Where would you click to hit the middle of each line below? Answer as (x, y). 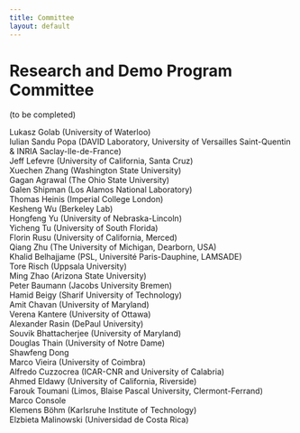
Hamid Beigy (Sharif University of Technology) (96, 295)
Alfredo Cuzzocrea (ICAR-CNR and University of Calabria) (117, 372)
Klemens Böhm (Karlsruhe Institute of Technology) (103, 410)
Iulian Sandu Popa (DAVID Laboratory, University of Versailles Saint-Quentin (150, 142)
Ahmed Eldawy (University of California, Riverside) (103, 382)
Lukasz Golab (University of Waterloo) (80, 133)
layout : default (40, 26)
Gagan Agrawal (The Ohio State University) (89, 180)
